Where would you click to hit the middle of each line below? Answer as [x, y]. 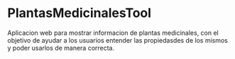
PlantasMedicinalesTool [79, 13]
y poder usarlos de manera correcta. [61, 48]
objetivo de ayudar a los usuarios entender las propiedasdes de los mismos [118, 40]
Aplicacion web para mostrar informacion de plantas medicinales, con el [113, 33]
